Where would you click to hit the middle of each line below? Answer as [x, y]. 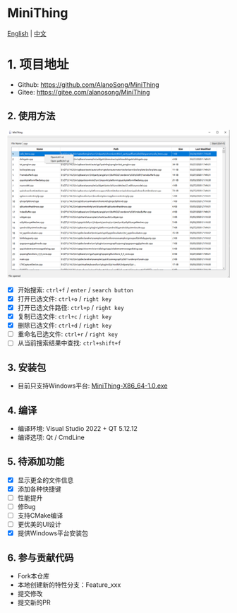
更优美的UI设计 [39, 525]
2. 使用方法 [31, 116]
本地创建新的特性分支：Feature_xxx [69, 585]
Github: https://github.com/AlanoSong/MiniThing [89, 84]
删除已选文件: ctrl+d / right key [65, 326]
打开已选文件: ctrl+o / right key [65, 299]
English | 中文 [27, 33]
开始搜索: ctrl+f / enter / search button [75, 290]
